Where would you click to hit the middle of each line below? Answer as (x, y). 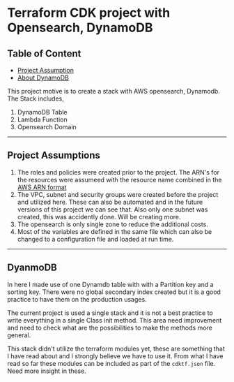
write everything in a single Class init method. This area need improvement (115, 320)
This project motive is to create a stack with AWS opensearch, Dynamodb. (114, 91)
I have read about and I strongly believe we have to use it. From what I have (116, 356)
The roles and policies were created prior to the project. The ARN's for (118, 172)
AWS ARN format (42, 187)
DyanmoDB (32, 268)
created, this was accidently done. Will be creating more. (99, 216)
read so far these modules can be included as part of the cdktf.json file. (111, 363)
